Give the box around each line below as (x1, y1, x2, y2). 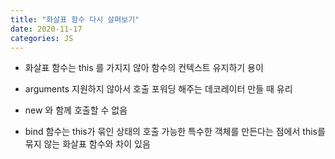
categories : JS (10, 33, 74, 43)
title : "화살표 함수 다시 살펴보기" (10, 14, 140, 25)
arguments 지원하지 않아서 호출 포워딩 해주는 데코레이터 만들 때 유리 (24, 83, 293, 95)
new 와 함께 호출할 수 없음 (24, 104, 128, 116)
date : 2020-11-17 (10, 24, 83, 34)
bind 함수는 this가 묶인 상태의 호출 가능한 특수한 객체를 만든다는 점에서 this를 (24, 126, 326, 138)
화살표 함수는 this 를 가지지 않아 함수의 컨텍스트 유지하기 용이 (24, 62, 264, 74)
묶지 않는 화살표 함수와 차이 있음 (24, 138, 151, 150)
